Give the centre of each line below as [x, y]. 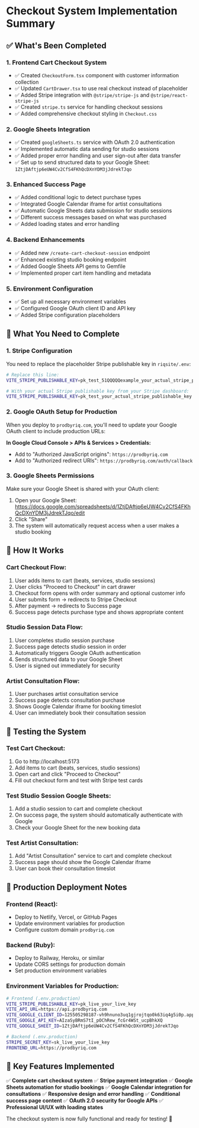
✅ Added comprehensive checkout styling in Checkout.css [86, 114]
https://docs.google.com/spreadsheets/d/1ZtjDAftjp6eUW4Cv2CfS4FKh [103, 506]
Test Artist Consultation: [42, 843]
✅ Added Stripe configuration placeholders [67, 315]
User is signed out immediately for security [67, 665]
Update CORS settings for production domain [70, 965]
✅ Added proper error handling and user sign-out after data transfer [98, 156]
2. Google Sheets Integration [48, 129]
